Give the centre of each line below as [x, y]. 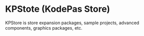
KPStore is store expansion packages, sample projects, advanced [72, 23]
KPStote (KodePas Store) [58, 9]
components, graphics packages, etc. [44, 28]
